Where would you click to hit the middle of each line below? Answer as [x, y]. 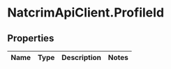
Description [81, 58]
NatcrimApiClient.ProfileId [86, 13]
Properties [31, 38]
